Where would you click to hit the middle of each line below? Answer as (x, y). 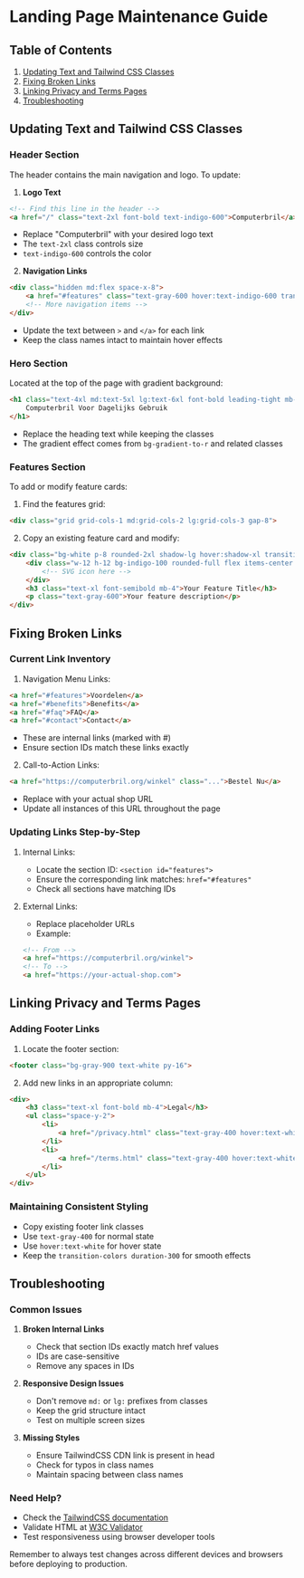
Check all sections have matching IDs (106, 888)
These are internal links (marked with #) (97, 738)
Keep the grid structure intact (91, 1411)
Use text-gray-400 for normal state (88, 1236)
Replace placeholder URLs (85, 923)
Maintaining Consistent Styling (79, 1207)
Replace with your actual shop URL (88, 799)
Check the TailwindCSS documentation (95, 1517)
